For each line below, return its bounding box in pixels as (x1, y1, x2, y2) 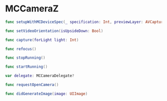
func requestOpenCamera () (5, 83, 59, 88)
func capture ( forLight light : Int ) (5, 37, 79, 42)
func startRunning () (5, 64, 48, 70)
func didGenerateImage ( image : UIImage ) (5, 91, 88, 96)
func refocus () (5, 46, 37, 51)
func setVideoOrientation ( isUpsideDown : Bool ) (5, 28, 103, 33)
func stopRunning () (5, 55, 46, 60)
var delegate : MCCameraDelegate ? (5, 73, 75, 79)
